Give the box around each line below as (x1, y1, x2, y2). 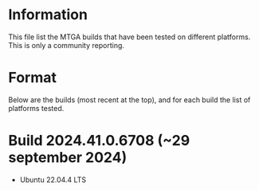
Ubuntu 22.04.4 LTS (19, 174, 86, 185)
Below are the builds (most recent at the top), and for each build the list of (8, 94, 251, 105)
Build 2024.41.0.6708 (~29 (8, 132, 190, 149)
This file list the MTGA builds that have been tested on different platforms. (8, 32, 251, 42)
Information (8, 6, 88, 24)
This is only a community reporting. (8, 40, 125, 50)
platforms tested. (8, 103, 65, 113)
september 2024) (8, 149, 128, 167)
